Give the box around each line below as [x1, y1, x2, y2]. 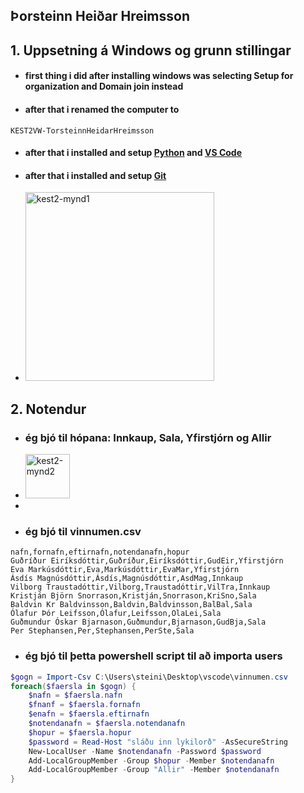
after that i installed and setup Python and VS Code [24, 147, 243, 159]
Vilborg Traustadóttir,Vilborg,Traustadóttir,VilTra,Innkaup [10, 582, 271, 593]
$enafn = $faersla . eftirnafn [28, 709, 150, 719]
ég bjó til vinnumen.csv [24, 524, 142, 538]
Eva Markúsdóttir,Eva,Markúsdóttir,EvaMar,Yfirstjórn [10, 565, 240, 575]
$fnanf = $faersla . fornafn [28, 700, 141, 710]
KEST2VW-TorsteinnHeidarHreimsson [10, 125, 155, 136]
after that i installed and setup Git [24, 169, 167, 181]
